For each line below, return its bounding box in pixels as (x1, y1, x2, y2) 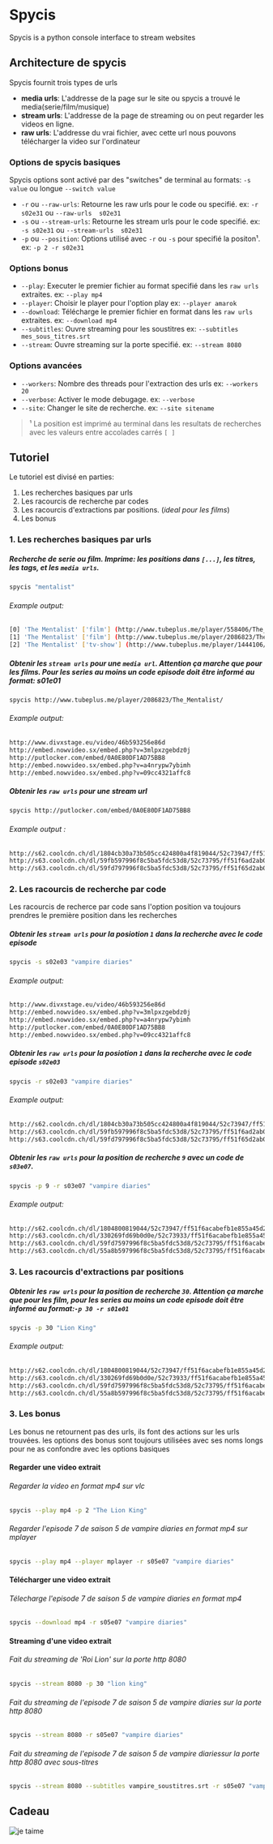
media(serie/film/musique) (20, 101, 110, 111)
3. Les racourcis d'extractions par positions (9, 1267, 185, 1277)
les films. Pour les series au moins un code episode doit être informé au (9, 667, 255, 676)
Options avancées (9, 360, 83, 371)
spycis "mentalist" (9, 583, 75, 591)
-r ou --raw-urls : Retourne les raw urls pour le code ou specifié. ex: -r (20, 199, 258, 209)
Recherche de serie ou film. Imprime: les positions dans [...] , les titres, (9, 554, 256, 564)
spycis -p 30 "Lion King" (9, 1323, 96, 1332)
